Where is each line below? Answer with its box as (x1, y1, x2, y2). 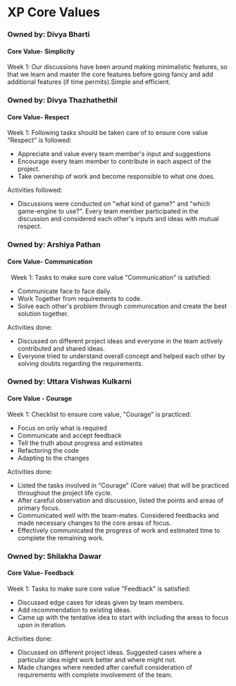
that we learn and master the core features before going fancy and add (7, 70, 213, 78)
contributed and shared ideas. (17, 344, 106, 353)
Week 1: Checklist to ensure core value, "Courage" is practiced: (7, 410, 192, 418)
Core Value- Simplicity (7, 47, 75, 55)
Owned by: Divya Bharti (7, 30, 90, 40)
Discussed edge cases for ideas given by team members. (17, 598, 185, 606)
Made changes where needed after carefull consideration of (17, 663, 192, 671)
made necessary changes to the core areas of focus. (17, 519, 171, 527)
